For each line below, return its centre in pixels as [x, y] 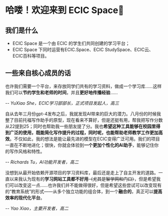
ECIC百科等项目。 [31, 56]
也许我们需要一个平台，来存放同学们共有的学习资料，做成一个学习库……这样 [83, 86]
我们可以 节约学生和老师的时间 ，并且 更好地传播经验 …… [62, 92]
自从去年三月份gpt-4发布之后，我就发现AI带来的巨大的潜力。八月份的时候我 [83, 114]
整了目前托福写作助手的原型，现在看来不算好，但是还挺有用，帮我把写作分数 [84, 120]
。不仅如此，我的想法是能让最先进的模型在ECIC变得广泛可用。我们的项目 [85, 139]
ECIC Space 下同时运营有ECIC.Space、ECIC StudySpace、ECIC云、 [83, 50]
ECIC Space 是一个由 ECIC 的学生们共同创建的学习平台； [71, 43]
